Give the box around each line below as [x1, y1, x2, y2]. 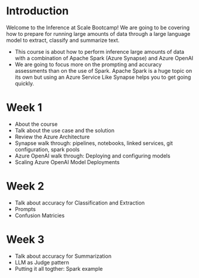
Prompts [14, 205, 36, 212]
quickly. [14, 79, 35, 87]
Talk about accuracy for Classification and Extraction [14, 199, 145, 206]
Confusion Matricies [14, 212, 65, 219]
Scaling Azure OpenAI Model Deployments [14, 158, 120, 165]
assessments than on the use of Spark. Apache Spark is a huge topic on [14, 67, 192, 74]
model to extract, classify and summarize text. [6, 36, 120, 44]
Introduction [6, 4, 69, 18]
